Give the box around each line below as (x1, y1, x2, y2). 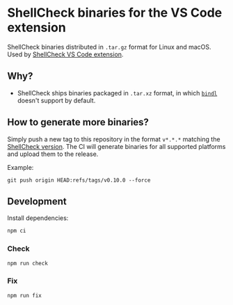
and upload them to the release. (7, 150, 99, 158)
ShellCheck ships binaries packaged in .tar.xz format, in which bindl (17, 88, 218, 97)
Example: (7, 163, 34, 171)
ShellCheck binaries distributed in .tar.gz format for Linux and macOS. (7, 42, 211, 51)
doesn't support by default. (17, 96, 96, 104)
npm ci (7, 228, 26, 235)
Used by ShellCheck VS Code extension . (7, 50, 124, 58)
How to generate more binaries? (7, 116, 150, 128)
